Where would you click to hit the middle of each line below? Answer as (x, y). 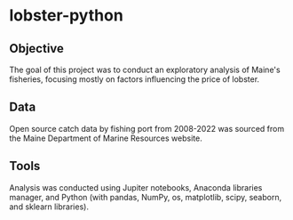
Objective (37, 49)
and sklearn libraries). (49, 207)
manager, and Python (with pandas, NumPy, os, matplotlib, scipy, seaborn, (146, 197)
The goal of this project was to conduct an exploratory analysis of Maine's (145, 69)
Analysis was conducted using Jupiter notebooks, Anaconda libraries (136, 187)
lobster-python (67, 16)
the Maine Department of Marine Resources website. (106, 138)
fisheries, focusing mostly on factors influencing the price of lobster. (135, 79)
